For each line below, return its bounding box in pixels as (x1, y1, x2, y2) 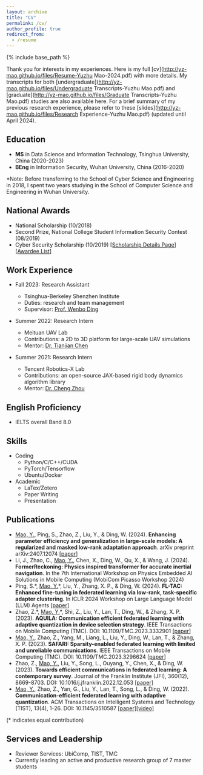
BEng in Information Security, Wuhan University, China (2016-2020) (15, 163, 185, 170)
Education (6, 135, 46, 145)
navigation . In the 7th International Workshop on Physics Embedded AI (15, 569, 193, 576)
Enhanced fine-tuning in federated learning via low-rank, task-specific (15, 588, 197, 596)
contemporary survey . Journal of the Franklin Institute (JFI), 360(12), (15, 672, 189, 679)
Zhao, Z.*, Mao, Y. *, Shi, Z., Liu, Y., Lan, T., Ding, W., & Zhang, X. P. (15, 608, 181, 615)
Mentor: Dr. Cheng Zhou (24, 385, 85, 392)
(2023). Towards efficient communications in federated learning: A (15, 666, 187, 673)
